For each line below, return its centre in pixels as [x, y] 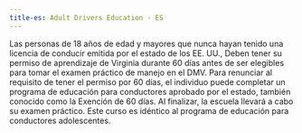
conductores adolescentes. [60, 120]
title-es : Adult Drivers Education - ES [87, 18]
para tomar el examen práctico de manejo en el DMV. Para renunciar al [141, 72]
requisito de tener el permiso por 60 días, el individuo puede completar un [148, 81]
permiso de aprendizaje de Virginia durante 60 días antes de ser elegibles [147, 62]
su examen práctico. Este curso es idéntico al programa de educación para [149, 110]
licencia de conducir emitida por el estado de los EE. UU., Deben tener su [146, 53]
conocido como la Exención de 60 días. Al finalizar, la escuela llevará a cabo [151, 101]
